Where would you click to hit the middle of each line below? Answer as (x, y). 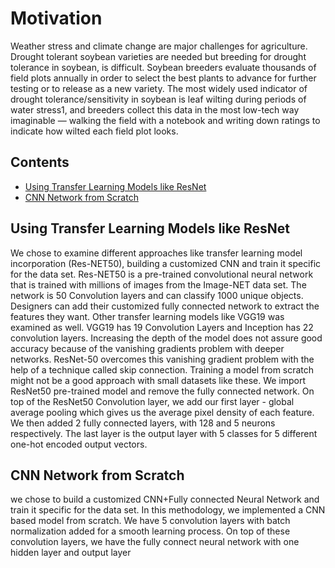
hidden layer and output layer (71, 553)
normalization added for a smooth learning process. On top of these (150, 531)
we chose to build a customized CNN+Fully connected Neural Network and (165, 499)
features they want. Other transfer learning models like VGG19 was (147, 316)
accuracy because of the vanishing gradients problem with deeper (147, 348)
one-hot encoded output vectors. (79, 444)
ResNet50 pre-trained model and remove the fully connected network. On (162, 391)
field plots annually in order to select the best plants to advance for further (163, 78)
